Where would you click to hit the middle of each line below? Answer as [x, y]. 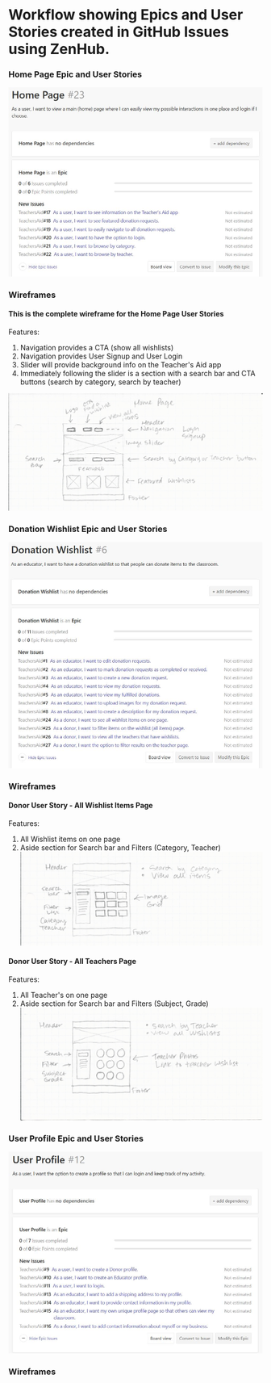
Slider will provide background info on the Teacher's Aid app [121, 365]
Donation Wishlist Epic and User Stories [88, 529]
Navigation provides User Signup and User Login [101, 356]
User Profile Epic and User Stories [76, 1138]
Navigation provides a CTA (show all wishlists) [97, 348]
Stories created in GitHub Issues [119, 32]
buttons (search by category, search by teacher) [100, 382]
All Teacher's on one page [64, 995]
